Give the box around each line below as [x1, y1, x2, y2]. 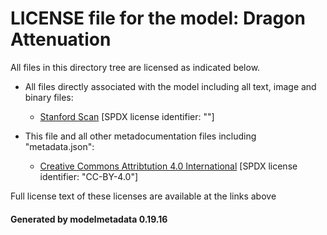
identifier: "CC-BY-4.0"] [39, 170, 139, 182]
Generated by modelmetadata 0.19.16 [10, 213, 168, 225]
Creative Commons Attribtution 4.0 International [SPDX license [39, 160, 298, 172]
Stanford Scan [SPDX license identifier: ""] [39, 110, 215, 122]
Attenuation [10, 28, 112, 51]
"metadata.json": [24, 140, 95, 152]
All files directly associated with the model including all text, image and [24, 80, 317, 92]
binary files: [24, 91, 74, 103]
